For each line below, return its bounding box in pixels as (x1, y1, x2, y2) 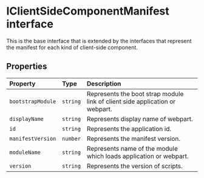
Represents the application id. (86, 125, 172, 133)
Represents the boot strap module (86, 89, 184, 98)
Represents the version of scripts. (86, 162, 183, 170)
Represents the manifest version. (86, 134, 181, 143)
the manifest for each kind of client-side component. (6, 44, 138, 51)
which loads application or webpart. (86, 152, 189, 160)
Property (9, 79, 36, 87)
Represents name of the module (86, 144, 178, 152)
